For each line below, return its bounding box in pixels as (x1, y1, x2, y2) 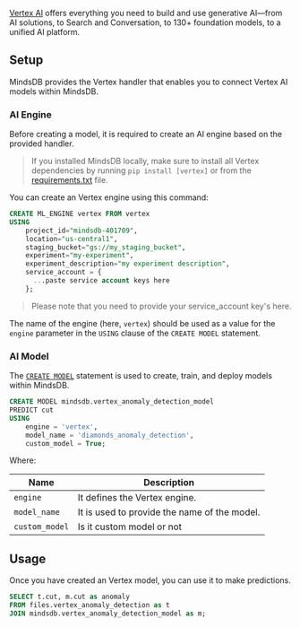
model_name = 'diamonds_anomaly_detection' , (25, 431, 194, 440)
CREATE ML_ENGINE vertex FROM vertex (9, 210, 150, 219)
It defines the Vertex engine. (77, 492, 197, 504)
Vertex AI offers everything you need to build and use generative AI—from (9, 8, 283, 18)
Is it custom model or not (77, 520, 182, 533)
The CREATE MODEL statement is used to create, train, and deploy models (9, 370, 273, 381)
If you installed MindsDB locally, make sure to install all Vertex (30, 156, 260, 167)
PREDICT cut (9, 405, 54, 415)
